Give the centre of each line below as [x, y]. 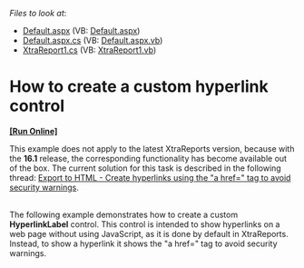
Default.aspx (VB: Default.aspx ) [81, 30]
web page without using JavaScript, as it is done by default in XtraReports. [149, 233]
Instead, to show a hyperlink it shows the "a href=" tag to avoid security [144, 243]
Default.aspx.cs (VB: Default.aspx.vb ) [93, 40]
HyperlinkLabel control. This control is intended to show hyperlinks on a [145, 224]
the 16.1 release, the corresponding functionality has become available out [148, 158]
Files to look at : [38, 13]
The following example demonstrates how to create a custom [124, 214]
